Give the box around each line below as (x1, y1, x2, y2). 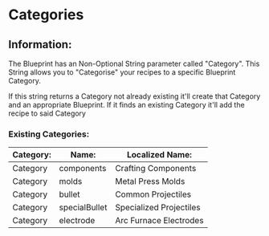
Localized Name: (127, 149, 193, 161)
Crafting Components (115, 163, 197, 174)
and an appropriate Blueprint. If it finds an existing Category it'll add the (8, 100, 245, 109)
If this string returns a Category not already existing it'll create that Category (8, 92, 261, 101)
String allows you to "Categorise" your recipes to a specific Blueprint (8, 67, 236, 77)
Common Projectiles (115, 189, 191, 200)
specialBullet (59, 202, 108, 214)
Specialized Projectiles (115, 202, 201, 214)
